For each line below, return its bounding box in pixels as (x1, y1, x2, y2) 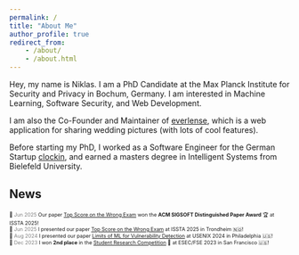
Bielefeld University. (9, 161, 83, 171)
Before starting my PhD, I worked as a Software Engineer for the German (9, 142, 276, 152)
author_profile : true (9, 29, 90, 38)
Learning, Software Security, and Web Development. (9, 98, 202, 108)
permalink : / (9, 12, 58, 22)
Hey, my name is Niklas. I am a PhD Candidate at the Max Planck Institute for (9, 79, 290, 89)
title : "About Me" (9, 21, 77, 30)
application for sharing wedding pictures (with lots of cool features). (9, 125, 259, 135)
